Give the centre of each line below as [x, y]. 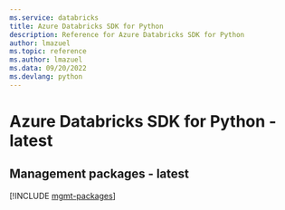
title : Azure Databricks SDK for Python [87, 26]
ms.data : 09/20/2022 [48, 69]
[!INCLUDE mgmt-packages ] [62, 196]
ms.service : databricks [54, 18]
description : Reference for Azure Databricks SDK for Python [127, 34]
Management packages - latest [100, 174]
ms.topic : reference [48, 52]
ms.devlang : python [46, 77]
